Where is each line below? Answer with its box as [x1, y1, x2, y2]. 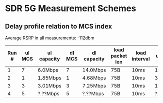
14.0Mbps [82, 67, 106, 73]
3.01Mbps [37, 83, 62, 89]
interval [131, 56, 150, 62]
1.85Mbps [37, 74, 62, 81]
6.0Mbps [37, 67, 59, 73]
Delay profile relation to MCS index [5, 22, 113, 30]
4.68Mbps [82, 74, 106, 81]
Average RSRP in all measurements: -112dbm [5, 35, 95, 41]
